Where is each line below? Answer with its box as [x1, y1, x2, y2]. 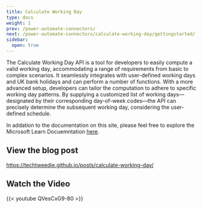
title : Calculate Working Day [6, 8, 83, 15]
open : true [11, 43, 39, 49]
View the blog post [6, 145, 78, 156]
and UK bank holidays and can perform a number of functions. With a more [6, 78, 194, 85]
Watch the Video [6, 179, 71, 189]
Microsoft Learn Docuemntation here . [6, 127, 99, 135]
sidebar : [6, 37, 28, 43]
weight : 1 [6, 20, 31, 26]
